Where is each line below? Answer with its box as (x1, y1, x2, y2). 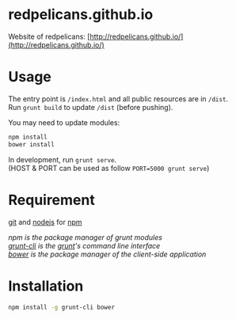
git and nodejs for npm (8, 217, 82, 226)
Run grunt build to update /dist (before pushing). (8, 102, 173, 112)
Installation (8, 277, 84, 294)
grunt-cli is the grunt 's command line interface (8, 241, 161, 250)
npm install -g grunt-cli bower (8, 303, 115, 311)
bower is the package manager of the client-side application (8, 249, 207, 259)
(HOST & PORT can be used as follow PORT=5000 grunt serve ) (8, 163, 210, 173)
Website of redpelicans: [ (8, 32, 90, 41)
